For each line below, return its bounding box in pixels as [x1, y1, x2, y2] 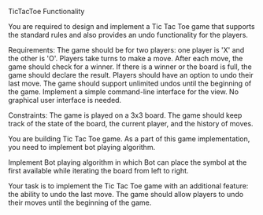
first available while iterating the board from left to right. [8, 166, 189, 175]
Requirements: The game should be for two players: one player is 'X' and [8, 46, 245, 54]
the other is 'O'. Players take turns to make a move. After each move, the [8, 54, 243, 63]
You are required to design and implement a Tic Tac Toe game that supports [8, 22, 255, 31]
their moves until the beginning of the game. [8, 198, 152, 207]
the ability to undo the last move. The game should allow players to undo [8, 190, 244, 199]
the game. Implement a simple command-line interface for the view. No [8, 87, 239, 97]
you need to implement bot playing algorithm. [8, 143, 156, 151]
